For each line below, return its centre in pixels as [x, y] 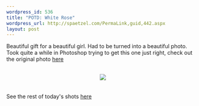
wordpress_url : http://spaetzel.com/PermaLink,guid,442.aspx [86, 23]
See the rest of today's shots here [49, 97]
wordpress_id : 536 [30, 12]
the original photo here [35, 59]
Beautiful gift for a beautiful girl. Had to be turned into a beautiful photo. [97, 46]
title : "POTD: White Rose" [41, 18]
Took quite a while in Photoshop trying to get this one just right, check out [99, 53]
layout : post [23, 29]
